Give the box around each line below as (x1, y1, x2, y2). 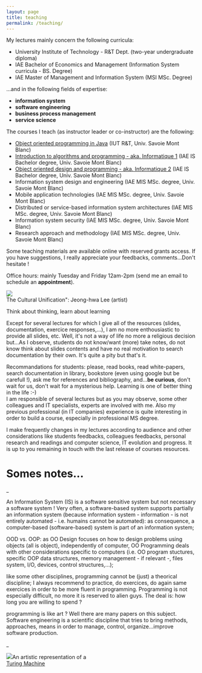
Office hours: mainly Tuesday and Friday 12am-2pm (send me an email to (6, 272, 188, 279)
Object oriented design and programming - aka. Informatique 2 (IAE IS (14, 165, 189, 172)
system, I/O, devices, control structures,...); (6, 561, 114, 569)
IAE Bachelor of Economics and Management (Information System (14, 61, 180, 68)
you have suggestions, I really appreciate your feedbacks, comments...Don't (6, 254, 196, 261)
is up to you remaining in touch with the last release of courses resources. (6, 446, 190, 453)
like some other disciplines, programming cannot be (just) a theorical (6, 573, 178, 580)
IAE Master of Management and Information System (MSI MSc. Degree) (14, 74, 193, 81)
